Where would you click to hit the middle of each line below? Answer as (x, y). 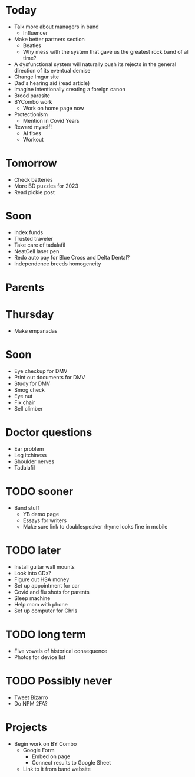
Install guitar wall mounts (44, 566)
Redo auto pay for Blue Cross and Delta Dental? (72, 257)
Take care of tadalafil (39, 245)
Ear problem (29, 448)
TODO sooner (39, 491)
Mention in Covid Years (51, 120)
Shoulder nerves (34, 461)
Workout (33, 139)
